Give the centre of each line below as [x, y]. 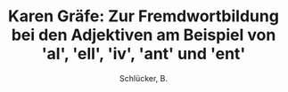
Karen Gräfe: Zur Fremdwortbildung [144, 16]
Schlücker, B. [144, 78]
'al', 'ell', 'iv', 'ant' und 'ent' [144, 54]
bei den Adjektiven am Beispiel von [144, 35]
